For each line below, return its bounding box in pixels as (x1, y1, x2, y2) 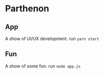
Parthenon (5, 3, 49, 14)
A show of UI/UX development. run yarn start (5, 36, 100, 41)
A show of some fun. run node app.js (5, 63, 81, 69)
